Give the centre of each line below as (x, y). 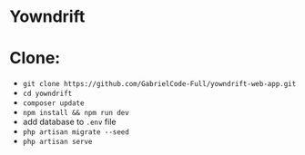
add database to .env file (69, 122)
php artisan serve (57, 142)
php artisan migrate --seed (76, 132)
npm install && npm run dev (76, 113)
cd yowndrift (47, 94)
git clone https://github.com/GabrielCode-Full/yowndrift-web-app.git (159, 84)
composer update (53, 103)
